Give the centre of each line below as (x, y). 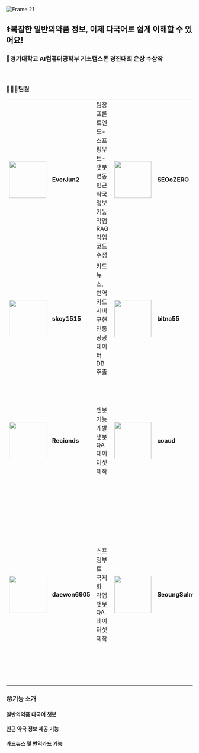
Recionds (66, 440)
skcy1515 (67, 318)
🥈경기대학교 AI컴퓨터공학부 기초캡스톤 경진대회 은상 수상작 (85, 59)
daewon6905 (71, 594)
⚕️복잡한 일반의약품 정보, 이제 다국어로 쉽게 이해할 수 (95, 29)
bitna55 (168, 318)
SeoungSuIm (175, 594)
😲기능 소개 (21, 699)
